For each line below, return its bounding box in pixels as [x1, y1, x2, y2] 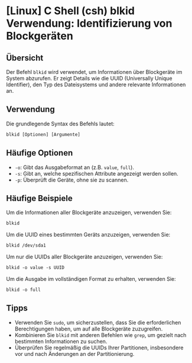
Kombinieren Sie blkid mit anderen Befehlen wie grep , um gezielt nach [14, 331, 187, 338]
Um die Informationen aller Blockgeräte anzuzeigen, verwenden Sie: [6, 209, 172, 216]
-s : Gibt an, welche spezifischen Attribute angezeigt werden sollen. [14, 170, 178, 177]
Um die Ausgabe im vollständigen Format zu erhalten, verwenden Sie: [6, 275, 176, 282]
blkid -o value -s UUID [6, 265, 65, 271]
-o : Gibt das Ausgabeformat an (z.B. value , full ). [14, 164, 135, 171]
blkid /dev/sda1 [6, 242, 46, 249]
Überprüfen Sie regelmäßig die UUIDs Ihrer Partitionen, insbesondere [14, 344, 184, 351]
